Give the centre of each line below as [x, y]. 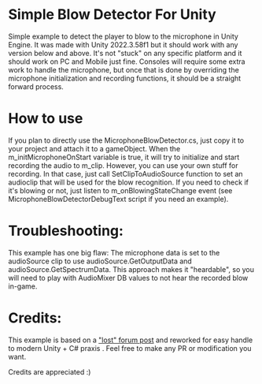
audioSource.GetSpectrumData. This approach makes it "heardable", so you [131, 269]
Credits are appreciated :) [50, 371]
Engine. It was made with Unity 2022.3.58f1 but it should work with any [123, 44]
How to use [46, 119]
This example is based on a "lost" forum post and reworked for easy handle [131, 340]
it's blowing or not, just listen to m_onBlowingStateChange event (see [120, 190]
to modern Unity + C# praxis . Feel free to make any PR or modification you [130, 348]
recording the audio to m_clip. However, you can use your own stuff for [123, 165]
